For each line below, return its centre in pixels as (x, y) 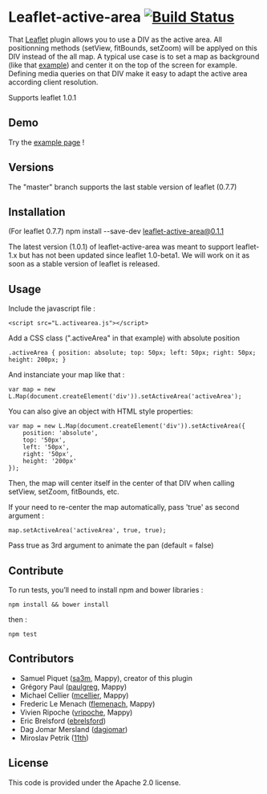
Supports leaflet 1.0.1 (42, 97)
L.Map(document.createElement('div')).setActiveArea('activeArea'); (125, 397)
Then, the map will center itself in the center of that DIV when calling (121, 483)
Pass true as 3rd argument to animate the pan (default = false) (111, 545)
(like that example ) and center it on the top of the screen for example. (123, 65)
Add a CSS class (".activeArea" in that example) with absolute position (124, 338)
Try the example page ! (47, 142)
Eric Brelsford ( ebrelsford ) (63, 721)
